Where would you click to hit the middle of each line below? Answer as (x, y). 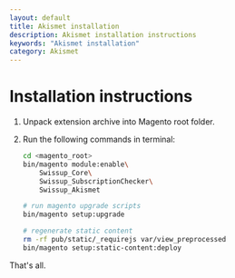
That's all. (28, 265)
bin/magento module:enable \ (75, 164)
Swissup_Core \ (66, 173)
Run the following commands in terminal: (98, 139)
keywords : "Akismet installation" (75, 43)
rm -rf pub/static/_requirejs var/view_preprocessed (124, 240)
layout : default (40, 18)
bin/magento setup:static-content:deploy (102, 248)
